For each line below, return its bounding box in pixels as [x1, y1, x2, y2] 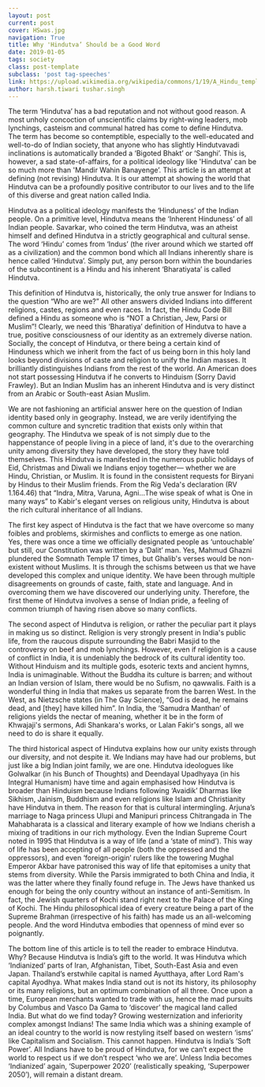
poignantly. [8, 929, 45, 938]
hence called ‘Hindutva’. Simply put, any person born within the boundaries [8, 256, 252, 265]
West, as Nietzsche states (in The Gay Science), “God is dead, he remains [8, 695, 248, 705]
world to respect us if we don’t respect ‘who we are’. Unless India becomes [8, 1053, 252, 1063]
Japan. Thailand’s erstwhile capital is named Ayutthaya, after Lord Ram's [8, 969, 244, 979]
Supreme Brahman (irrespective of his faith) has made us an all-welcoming [8, 912, 252, 921]
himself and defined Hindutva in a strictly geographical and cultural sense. [8, 231, 250, 241]
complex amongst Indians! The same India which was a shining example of [8, 1020, 252, 1029]
